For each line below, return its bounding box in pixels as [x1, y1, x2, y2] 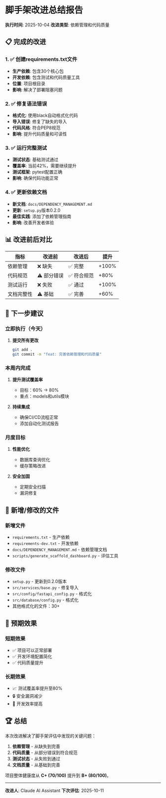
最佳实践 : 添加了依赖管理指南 [12, 213, 72, 219]
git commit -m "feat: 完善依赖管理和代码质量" [12, 352, 102, 356]
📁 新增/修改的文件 [5, 506, 59, 514]
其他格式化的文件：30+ [12, 603, 60, 609]
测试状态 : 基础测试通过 [12, 157, 58, 163]
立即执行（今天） [5, 325, 46, 332]
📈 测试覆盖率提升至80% [12, 685, 63, 691]
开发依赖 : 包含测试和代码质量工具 [12, 74, 80, 80]
